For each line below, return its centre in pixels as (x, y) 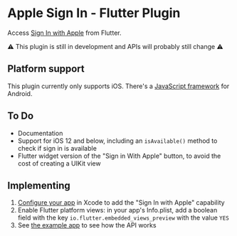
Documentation (40, 133)
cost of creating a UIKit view (59, 163)
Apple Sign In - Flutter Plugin (94, 13)
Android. (20, 93)
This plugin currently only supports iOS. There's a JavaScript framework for (118, 86)
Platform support (46, 69)
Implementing (39, 185)
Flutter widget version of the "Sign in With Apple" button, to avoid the (119, 156)
